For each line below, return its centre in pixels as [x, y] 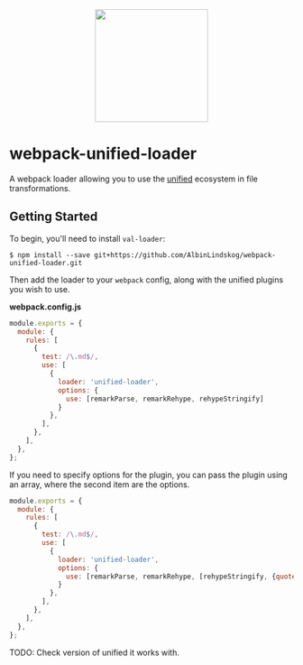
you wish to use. [40, 289]
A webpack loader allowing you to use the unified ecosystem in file [134, 179]
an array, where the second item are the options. [100, 484]
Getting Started [54, 217]
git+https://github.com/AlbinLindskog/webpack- [185, 255]
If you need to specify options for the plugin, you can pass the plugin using [149, 475]
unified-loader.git [46, 263]
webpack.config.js [46, 307]
